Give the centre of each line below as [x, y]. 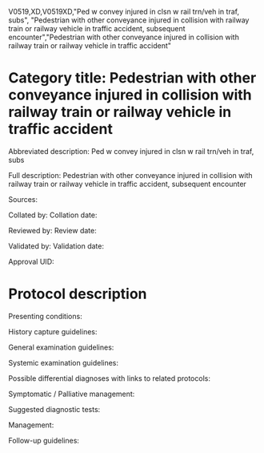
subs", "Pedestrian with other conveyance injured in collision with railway [129, 20]
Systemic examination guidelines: [63, 362]
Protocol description [78, 294]
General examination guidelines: [61, 347]
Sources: [23, 199]
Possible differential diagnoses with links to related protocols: [109, 378]
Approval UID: [31, 261]
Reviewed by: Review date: [53, 230]
